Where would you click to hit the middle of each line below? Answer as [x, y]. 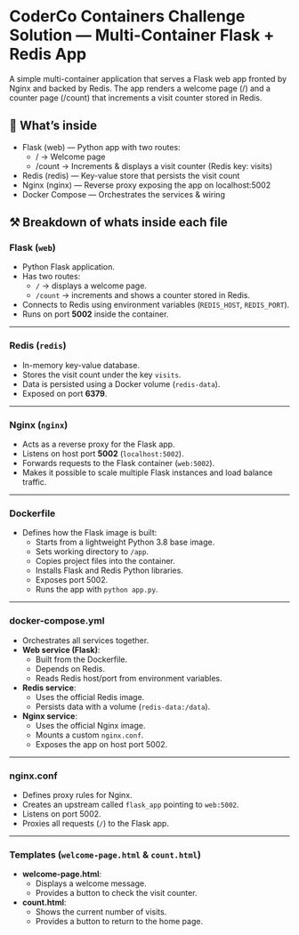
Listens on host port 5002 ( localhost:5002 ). [103, 454]
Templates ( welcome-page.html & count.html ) [105, 854]
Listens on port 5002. [61, 814]
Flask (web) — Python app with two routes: [101, 147]
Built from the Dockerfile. [81, 659]
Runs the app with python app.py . [97, 590]
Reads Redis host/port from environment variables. [129, 678]
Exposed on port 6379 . [65, 393]
